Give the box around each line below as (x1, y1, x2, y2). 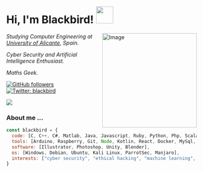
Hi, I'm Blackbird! (6, 13, 94, 27)
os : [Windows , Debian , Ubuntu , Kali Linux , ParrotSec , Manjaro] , (11, 150, 180, 156)
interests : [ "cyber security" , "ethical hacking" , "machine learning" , (11, 155, 196, 161)
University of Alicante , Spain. (6, 39, 79, 46)
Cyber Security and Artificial (6, 51, 77, 58)
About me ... (6, 113, 43, 122)
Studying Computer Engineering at (6, 33, 92, 40)
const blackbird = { (6, 127, 59, 133)
